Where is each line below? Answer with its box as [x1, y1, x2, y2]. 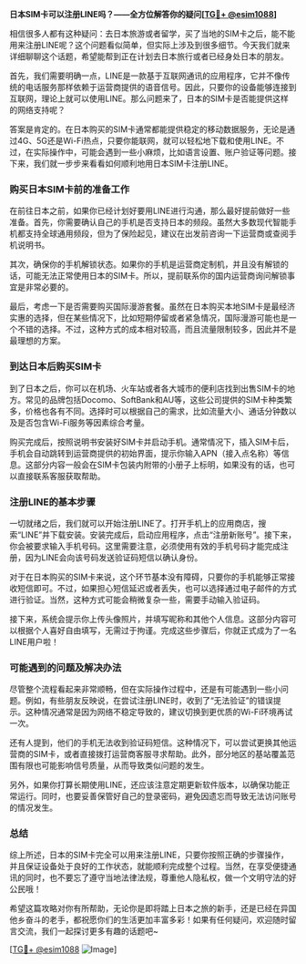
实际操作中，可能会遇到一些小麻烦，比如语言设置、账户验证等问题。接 [33, 147, 297, 158]
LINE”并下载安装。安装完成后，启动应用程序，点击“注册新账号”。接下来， [21, 528, 297, 540]
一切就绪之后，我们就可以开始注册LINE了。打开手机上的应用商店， [9, 518, 259, 528]
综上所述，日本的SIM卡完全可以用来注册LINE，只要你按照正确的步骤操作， [9, 849, 290, 860]
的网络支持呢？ [9, 105, 66, 115]
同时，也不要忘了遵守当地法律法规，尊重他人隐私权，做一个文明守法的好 [25, 872, 297, 883]
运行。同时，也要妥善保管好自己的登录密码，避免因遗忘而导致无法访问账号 [16, 791, 297, 802]
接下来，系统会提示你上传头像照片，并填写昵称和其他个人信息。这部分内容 [9, 613, 289, 624]
